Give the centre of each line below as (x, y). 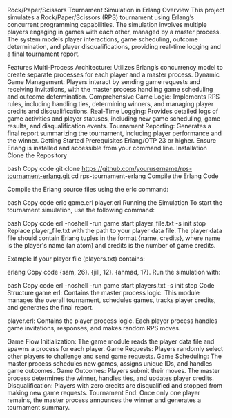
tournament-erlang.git (39, 176)
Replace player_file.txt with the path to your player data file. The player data (115, 231)
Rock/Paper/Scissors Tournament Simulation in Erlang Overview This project (116, 10)
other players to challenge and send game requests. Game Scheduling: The (115, 356)
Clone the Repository (37, 155)
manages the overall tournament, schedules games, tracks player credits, (112, 300)
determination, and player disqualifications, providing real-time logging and (114, 47)
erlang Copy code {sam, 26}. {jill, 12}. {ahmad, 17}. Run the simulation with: (114, 272)
